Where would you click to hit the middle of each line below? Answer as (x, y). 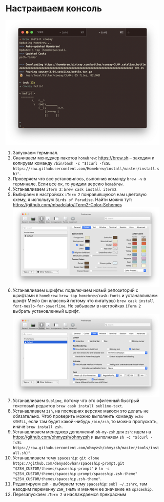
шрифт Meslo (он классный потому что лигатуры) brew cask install (83, 301)
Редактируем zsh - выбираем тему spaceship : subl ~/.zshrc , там (80, 484)
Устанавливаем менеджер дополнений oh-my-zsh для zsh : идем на (82, 432)
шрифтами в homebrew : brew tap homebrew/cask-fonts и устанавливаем (85, 296)
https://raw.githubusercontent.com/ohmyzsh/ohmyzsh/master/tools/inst (86, 448)
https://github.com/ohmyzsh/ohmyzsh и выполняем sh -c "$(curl (80, 437)
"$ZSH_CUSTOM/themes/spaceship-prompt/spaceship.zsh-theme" (75, 474)
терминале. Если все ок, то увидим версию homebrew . (68, 184)
